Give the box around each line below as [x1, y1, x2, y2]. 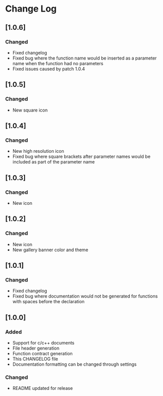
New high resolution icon [12, 148, 64, 154]
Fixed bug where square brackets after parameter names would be [12, 153, 150, 159]
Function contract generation [12, 351, 73, 356]
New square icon [12, 107, 48, 113]
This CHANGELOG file [12, 356, 59, 362]
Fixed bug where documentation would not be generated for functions [12, 293, 158, 299]
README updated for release [12, 385, 73, 391]
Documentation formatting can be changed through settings [12, 361, 137, 367]
